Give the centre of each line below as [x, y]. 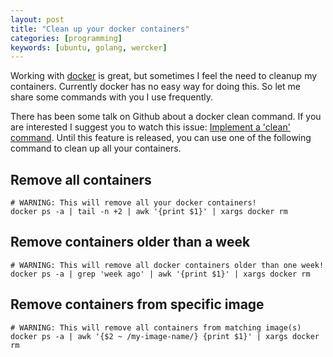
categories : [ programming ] [66, 38]
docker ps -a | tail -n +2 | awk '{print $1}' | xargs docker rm [149, 212]
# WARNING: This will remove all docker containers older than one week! [167, 265]
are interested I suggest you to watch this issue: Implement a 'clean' [150, 127]
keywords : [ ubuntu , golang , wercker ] [89, 47]
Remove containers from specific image [137, 304]
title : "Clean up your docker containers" [100, 29]
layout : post [37, 19]
